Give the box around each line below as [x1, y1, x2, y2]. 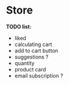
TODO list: [6, 23, 32, 30]
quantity [14, 60, 35, 67]
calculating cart [14, 41, 53, 48]
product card [14, 66, 46, 73]
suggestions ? [14, 53, 49, 60]
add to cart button [14, 47, 58, 54]
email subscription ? [14, 72, 63, 79]
